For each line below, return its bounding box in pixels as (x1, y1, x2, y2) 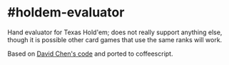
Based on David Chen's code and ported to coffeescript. (7, 49, 173, 58)
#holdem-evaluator (7, 4, 125, 21)
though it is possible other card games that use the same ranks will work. (7, 35, 223, 44)
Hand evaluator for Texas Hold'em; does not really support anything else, (7, 28, 223, 36)
